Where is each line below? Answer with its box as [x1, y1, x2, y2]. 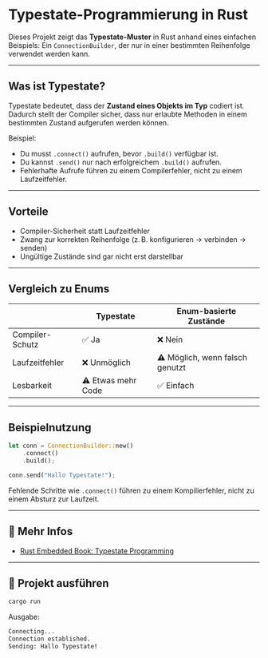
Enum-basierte [176, 306, 237, 317]
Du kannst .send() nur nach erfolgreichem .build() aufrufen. [19, 157, 222, 167]
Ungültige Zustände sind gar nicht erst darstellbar [19, 252, 183, 261]
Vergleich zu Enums [8, 282, 110, 295]
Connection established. [8, 635, 91, 644]
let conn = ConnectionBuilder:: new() [8, 442, 134, 450]
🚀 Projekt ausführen [8, 577, 109, 590]
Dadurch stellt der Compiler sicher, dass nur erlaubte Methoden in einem [8, 109, 247, 119]
